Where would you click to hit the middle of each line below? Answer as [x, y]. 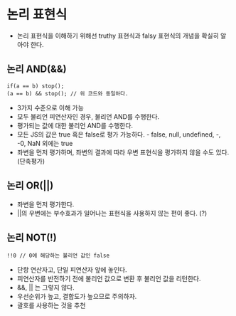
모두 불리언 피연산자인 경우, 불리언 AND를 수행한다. [88, 116]
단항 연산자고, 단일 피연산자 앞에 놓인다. [72, 270]
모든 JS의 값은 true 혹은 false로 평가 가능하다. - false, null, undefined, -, [119, 134]
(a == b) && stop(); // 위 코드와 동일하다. [68, 93]
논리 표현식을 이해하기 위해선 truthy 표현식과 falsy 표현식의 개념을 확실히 [118, 36]
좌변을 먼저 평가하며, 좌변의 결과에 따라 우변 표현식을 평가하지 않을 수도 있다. [123, 152]
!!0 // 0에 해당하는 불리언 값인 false [58, 256]
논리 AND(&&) [37, 69]
